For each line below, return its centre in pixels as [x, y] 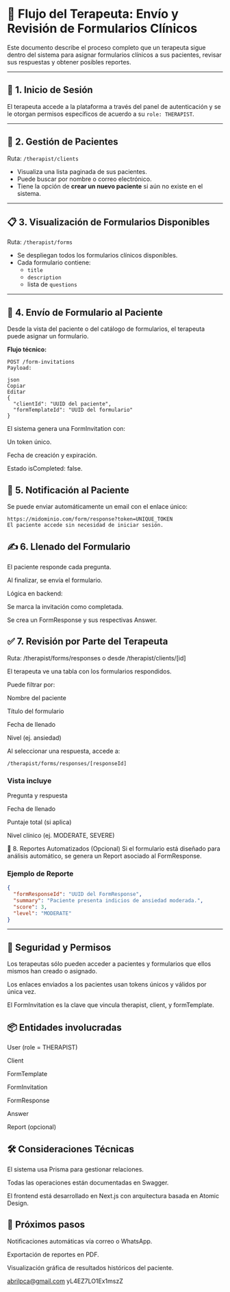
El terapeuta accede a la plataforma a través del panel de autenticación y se [114, 106]
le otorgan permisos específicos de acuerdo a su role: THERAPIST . [101, 114]
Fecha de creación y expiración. [52, 456]
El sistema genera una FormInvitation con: [66, 429]
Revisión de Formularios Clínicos [102, 28]
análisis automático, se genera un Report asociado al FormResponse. [104, 856]
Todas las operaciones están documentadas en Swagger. [88, 1182]
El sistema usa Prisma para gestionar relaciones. [75, 1169]
